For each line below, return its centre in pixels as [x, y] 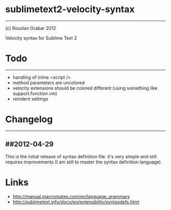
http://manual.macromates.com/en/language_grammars [71, 196]
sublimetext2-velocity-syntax [70, 9]
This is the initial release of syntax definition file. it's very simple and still [81, 156]
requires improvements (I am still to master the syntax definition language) [83, 162]
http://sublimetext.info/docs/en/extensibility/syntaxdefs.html [76, 202]
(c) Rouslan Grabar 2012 [31, 28]
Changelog [29, 119]
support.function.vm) [35, 93]
